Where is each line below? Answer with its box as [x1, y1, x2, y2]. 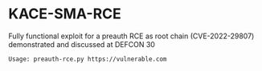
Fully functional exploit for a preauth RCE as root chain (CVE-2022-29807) [8, 31, 255, 41]
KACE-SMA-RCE [8, 5, 122, 23]
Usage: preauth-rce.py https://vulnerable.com [8, 55, 167, 63]
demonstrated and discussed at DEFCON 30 [8, 39, 155, 49]
